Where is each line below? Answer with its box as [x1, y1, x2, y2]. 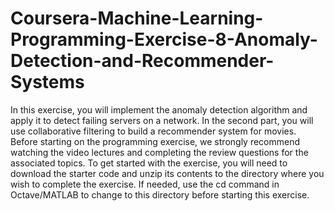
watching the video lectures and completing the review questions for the [10, 146, 309, 158]
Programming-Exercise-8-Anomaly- [10, 28, 318, 51]
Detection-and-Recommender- [10, 50, 275, 72]
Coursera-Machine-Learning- [10, 7, 264, 30]
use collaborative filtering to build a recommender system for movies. [10, 125, 297, 137]
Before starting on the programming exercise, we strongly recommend [10, 135, 301, 147]
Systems [10, 71, 85, 94]
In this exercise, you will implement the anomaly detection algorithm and [10, 103, 308, 116]
